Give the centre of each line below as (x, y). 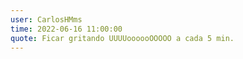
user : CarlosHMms (46, 19)
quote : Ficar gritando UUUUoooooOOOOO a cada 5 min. (122, 38)
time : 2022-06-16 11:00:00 (66, 29)
